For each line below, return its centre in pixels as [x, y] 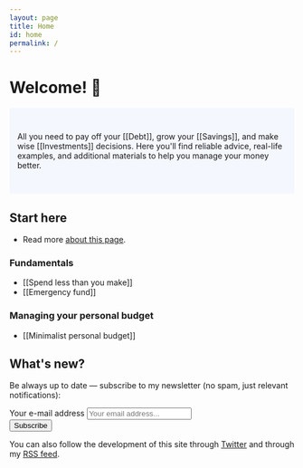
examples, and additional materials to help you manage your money [143, 156]
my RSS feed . [35, 454]
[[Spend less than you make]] [77, 282]
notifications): [35, 396]
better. [30, 166]
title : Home [32, 26]
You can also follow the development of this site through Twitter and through [152, 444]
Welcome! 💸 [56, 88]
